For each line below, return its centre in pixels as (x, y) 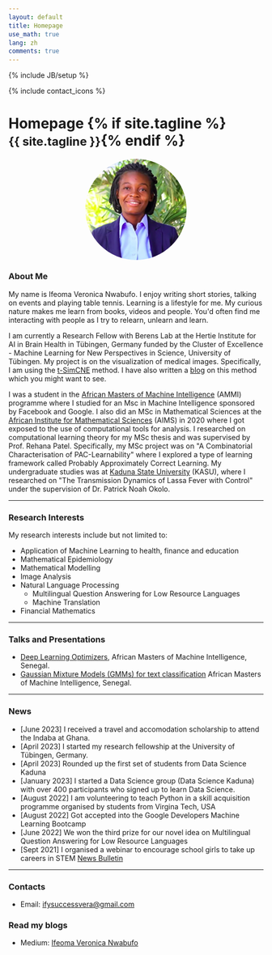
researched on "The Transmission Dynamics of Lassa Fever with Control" (131, 480)
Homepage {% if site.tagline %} (117, 123)
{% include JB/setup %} (49, 75)
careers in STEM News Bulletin (72, 858)
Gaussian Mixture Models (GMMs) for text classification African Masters (140, 674)
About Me (28, 277)
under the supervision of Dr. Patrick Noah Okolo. (89, 489)
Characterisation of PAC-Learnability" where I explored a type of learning (131, 454)
